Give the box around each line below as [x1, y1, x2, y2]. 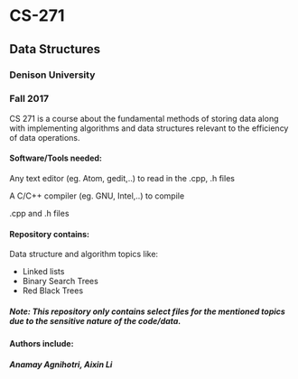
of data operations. [9, 132, 80, 143]
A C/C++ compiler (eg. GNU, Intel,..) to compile [9, 190, 185, 201]
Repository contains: [9, 228, 90, 239]
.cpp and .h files [9, 208, 70, 218]
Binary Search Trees [22, 276, 99, 287]
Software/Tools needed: [9, 153, 102, 163]
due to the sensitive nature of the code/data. [9, 315, 182, 326]
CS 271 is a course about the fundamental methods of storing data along [9, 113, 279, 124]
